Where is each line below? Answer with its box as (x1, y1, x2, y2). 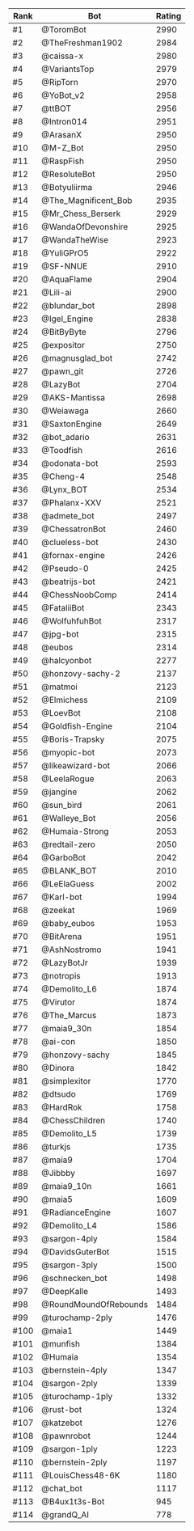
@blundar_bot (41, 300, 95, 311)
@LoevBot (41, 708, 81, 718)
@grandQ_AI (41, 1509, 90, 1520)
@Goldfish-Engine (41, 721, 113, 731)
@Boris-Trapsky (41, 734, 105, 745)
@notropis (41, 971, 81, 981)
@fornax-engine (41, 550, 105, 560)
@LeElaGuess (41, 878, 95, 889)
